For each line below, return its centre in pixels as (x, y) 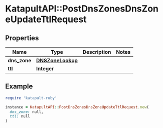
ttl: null (20, 116)
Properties (22, 38)
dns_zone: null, (27, 112)
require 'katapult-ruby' (31, 98)
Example (19, 87)
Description (97, 52)
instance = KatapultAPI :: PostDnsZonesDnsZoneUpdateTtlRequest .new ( (77, 107)
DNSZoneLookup (57, 60)
